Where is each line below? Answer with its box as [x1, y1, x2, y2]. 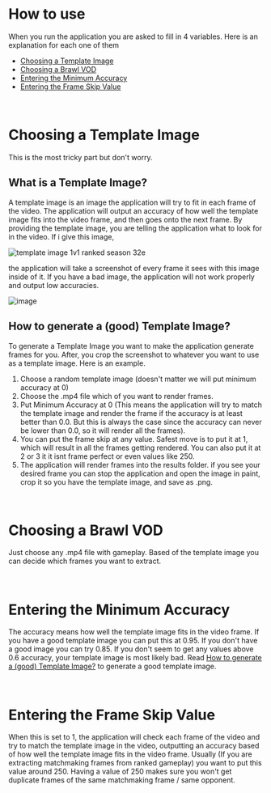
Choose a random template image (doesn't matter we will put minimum [19, 374, 256, 384]
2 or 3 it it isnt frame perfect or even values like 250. [19, 451, 196, 461]
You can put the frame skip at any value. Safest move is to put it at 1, [19, 434, 248, 443]
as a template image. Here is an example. [8, 358, 146, 368]
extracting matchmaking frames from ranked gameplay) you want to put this [8, 758, 262, 768]
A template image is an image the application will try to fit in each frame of [8, 197, 256, 207]
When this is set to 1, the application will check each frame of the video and [8, 732, 260, 742]
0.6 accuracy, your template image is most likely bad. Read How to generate [8, 653, 262, 663]
